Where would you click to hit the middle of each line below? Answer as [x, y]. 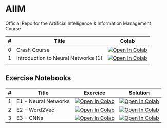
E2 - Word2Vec [35, 110]
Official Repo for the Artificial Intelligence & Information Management [78, 23]
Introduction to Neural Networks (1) [59, 58]
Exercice [95, 93]
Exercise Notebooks [38, 78]
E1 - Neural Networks [43, 101]
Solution [139, 93]
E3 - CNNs [30, 118]
